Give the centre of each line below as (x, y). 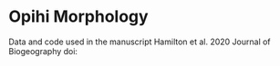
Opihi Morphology (78, 17)
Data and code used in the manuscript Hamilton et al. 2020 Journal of (140, 42)
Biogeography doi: (43, 51)
